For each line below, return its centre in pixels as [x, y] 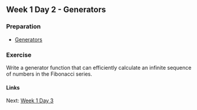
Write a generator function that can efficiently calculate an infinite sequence [99, 67]
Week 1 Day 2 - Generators [56, 10]
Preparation [24, 27]
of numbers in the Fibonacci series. [49, 74]
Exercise [19, 54]
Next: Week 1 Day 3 [30, 101]
